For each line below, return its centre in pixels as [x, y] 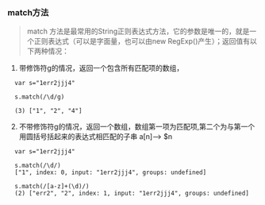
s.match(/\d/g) [40, 97]
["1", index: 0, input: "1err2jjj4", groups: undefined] [111, 172]
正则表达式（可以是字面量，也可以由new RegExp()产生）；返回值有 [142, 41]
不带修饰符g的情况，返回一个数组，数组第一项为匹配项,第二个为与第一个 [137, 127]
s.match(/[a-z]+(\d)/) [52, 187]
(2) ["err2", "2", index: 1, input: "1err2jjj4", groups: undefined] [132, 193]
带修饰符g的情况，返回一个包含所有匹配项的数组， [101, 68]
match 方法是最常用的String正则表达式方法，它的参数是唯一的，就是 [138, 31]
